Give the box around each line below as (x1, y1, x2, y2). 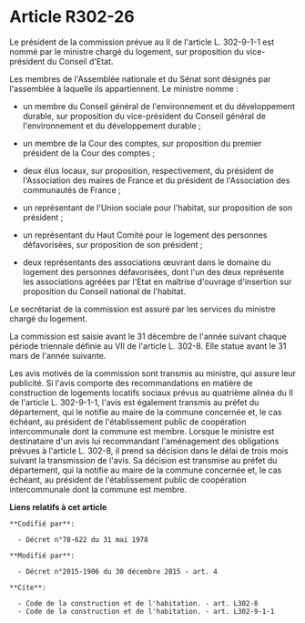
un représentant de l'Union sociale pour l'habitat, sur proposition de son (22, 202, 293, 213)
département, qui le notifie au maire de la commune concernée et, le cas (9, 406, 282, 417)
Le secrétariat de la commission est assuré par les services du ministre (9, 303, 276, 314)
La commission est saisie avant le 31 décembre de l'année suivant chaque (9, 331, 287, 342)
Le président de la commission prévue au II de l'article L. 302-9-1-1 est (9, 36, 275, 47)
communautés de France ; (22, 184, 121, 195)
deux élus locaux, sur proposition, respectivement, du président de (22, 165, 275, 176)
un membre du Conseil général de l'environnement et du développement (22, 100, 296, 111)
